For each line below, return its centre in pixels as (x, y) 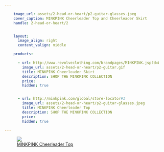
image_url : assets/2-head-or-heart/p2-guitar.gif (74, 67)
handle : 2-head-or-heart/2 (41, 23)
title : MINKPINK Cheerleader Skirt (59, 72)
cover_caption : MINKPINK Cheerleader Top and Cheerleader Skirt (80, 18)
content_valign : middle (42, 45)
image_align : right (37, 41)
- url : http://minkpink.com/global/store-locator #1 (71, 99)
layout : (21, 36)
